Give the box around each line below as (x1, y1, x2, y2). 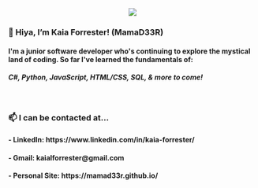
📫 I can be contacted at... (8, 112, 109, 123)
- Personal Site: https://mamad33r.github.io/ (8, 171, 159, 180)
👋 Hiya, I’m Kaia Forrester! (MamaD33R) (8, 27, 164, 38)
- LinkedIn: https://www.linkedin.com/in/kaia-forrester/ (8, 135, 195, 144)
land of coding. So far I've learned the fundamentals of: (8, 54, 193, 64)
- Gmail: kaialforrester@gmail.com (8, 153, 125, 162)
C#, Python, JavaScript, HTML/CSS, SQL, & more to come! (8, 72, 204, 82)
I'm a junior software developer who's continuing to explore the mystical (8, 46, 251, 56)
